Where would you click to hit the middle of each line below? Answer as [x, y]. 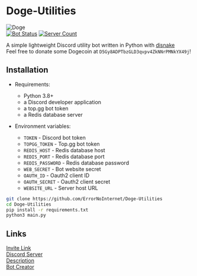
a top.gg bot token [46, 108]
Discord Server [25, 254]
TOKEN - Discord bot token [54, 137]
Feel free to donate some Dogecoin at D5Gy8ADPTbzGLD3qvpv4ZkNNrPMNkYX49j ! [98, 51]
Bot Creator [20, 267]
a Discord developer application [62, 102]
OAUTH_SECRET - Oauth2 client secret [67, 181]
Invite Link [19, 248]
